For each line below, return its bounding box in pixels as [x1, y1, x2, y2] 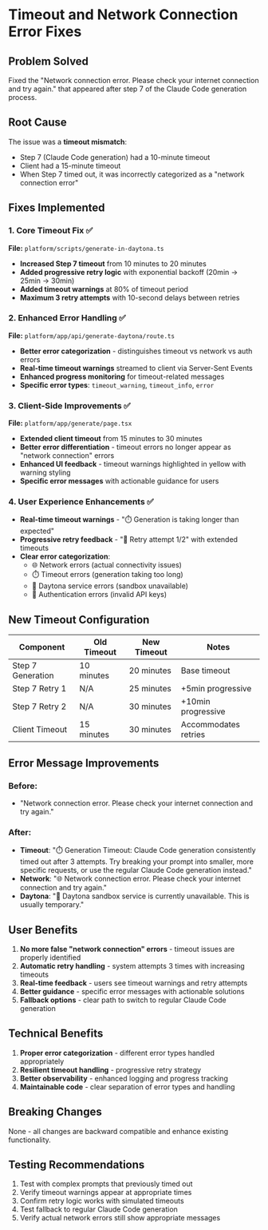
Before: [8, 780, 38, 791]
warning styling [19, 468, 71, 477]
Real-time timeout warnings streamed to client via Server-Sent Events [19, 363, 253, 372]
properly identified [19, 953, 81, 962]
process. [8, 93, 37, 102]
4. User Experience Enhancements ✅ [8, 496, 154, 508]
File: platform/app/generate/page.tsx [8, 418, 132, 428]
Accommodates [180, 719, 241, 730]
